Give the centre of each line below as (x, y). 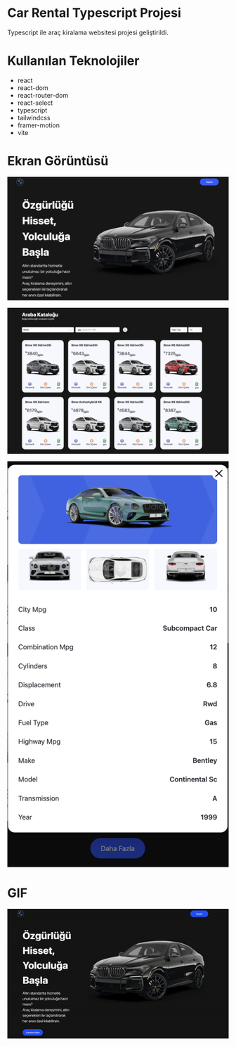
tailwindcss (34, 117)
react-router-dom (43, 95)
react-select (35, 103)
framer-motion (38, 125)
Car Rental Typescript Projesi (94, 13)
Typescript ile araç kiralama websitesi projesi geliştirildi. (88, 32)
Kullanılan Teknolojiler (73, 61)
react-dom (33, 88)
